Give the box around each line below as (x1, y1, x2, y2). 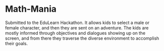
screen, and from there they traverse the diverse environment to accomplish (5, 35, 160, 41)
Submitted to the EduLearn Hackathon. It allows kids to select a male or (5, 20, 150, 25)
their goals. (5, 40, 28, 46)
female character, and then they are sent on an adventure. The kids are (5, 25, 149, 30)
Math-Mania (5, 3, 56, 15)
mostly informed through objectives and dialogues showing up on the (5, 30, 146, 36)
